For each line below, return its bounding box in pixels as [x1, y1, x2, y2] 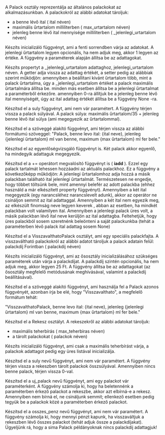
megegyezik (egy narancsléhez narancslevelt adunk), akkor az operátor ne [5, 192, 157, 198]
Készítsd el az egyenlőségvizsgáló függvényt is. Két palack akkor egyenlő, [5, 146, 157, 151]
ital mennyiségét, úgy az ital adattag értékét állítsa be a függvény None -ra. [5, 96, 158, 102]
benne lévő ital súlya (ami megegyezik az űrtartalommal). [5, 116, 121, 122]
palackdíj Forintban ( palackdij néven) [5, 244, 81, 249]
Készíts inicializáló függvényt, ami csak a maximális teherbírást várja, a [5, 343, 149, 349]
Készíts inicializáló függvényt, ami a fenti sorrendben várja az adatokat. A [5, 44, 154, 50]
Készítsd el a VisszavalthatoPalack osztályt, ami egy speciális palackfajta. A [5, 233, 159, 239]
